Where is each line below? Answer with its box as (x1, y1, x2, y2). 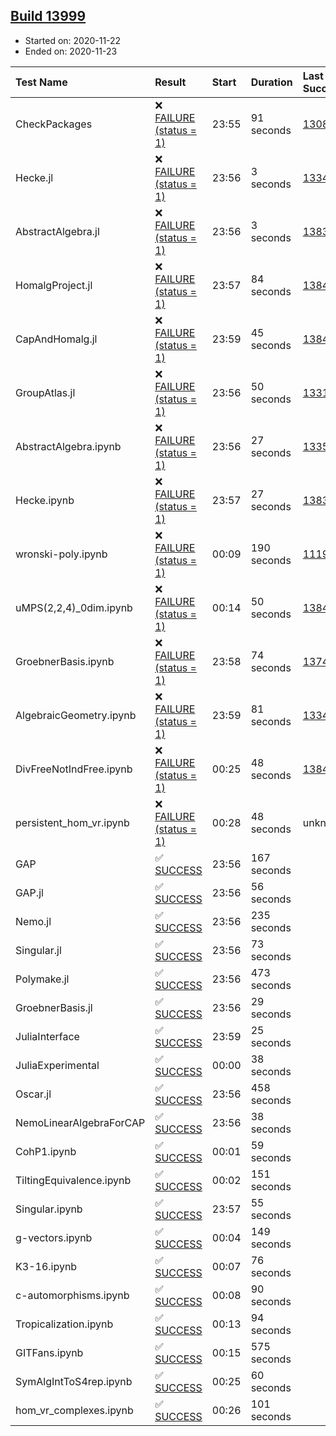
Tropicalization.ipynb (15, 1317, 114, 1331)
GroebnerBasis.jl (15, 1000, 93, 1014)
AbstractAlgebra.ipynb (15, 439, 122, 453)
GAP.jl (15, 885, 44, 899)
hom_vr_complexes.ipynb (15, 1403, 134, 1417)
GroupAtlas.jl (15, 385, 76, 399)
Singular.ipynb (15, 1202, 83, 1216)
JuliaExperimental (15, 1058, 100, 1072)
